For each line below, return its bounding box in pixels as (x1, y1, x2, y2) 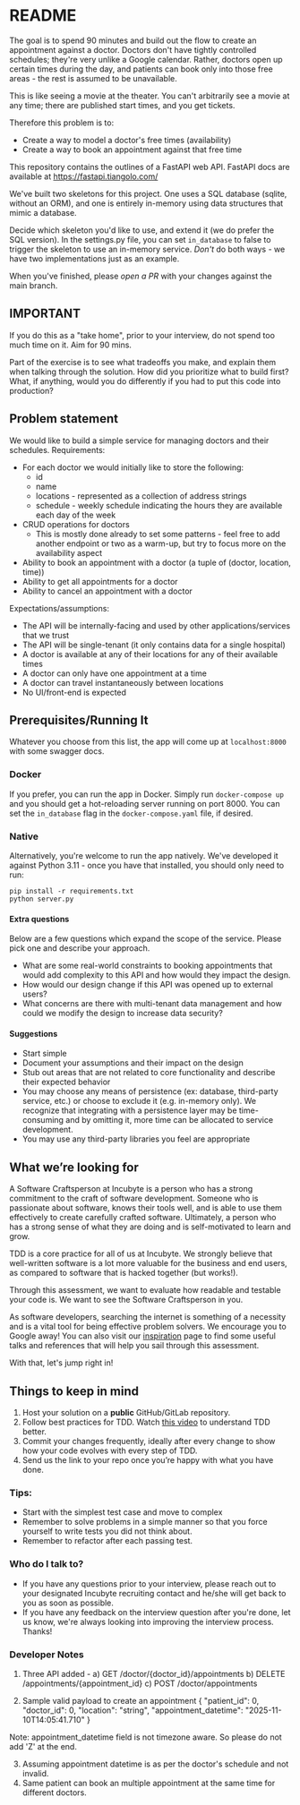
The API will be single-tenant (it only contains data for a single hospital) (21, 639, 287, 650)
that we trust (21, 629, 70, 640)
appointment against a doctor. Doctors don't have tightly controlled (9, 44, 257, 55)
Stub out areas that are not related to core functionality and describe (21, 1067, 276, 1078)
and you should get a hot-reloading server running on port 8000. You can (9, 798, 280, 808)
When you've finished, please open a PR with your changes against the (9, 270, 273, 281)
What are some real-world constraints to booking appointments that (21, 960, 273, 971)
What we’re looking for (9, 1159, 139, 1175)
